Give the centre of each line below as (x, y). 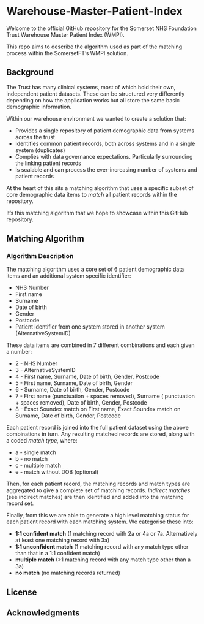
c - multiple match (38, 466)
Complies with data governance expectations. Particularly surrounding (104, 156)
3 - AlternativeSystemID (45, 370)
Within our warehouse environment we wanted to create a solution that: (96, 118)
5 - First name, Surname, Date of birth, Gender (74, 383)
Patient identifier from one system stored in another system (90, 327)
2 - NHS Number (36, 363)
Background (30, 73)
